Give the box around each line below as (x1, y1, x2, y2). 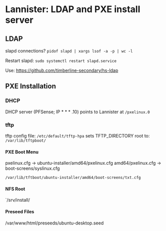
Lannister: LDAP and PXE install (5, 4, 140, 15)
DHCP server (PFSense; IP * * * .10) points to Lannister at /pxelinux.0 (5, 109, 150, 115)
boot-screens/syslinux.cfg (5, 165, 60, 171)
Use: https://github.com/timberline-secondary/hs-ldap (5, 67, 119, 73)
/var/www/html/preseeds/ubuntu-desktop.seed (5, 220, 104, 226)
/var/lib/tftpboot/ (5, 138, 46, 143)
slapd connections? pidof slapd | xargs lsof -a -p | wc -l (5, 48, 133, 54)
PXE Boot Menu (5, 149, 39, 155)
